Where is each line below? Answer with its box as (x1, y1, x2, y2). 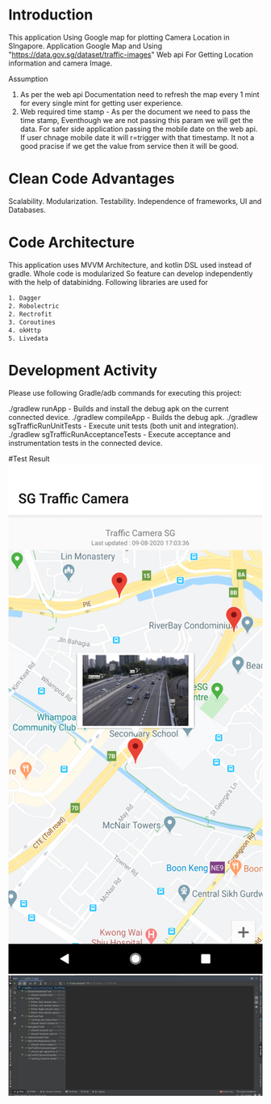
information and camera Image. (8, 58, 113, 68)
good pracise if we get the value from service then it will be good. (19, 141, 240, 151)
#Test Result (8, 453, 50, 463)
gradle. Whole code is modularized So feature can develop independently (8, 269, 253, 278)
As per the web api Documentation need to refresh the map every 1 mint (19, 89, 260, 99)
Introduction (8, 6, 94, 24)
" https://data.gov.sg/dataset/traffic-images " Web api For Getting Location (8, 49, 254, 59)
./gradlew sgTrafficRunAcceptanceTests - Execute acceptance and (8, 429, 231, 439)
